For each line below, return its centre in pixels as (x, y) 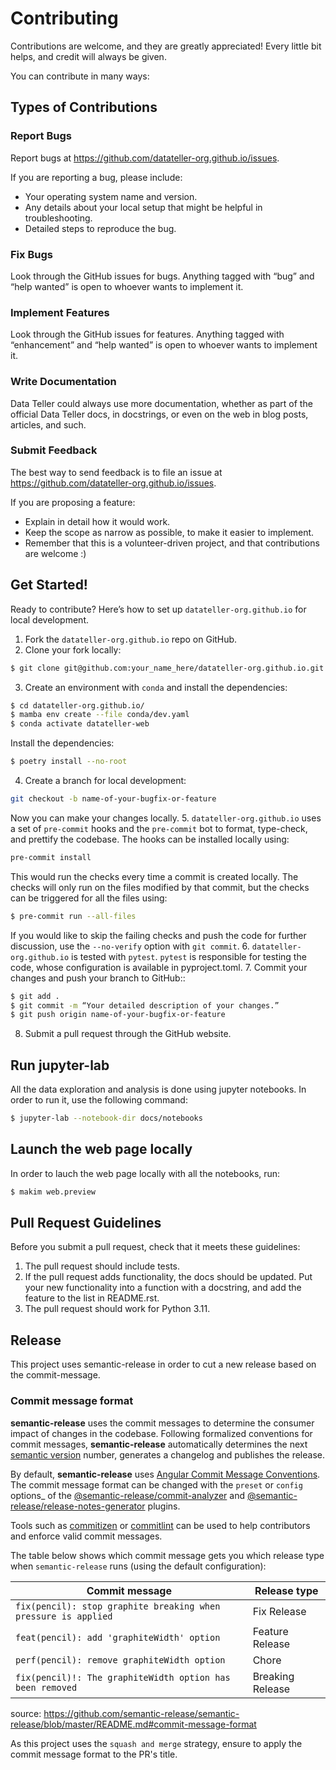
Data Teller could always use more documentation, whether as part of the (161, 403)
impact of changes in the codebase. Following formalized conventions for (161, 1433)
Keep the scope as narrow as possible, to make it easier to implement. (169, 532)
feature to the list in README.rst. (92, 1298)
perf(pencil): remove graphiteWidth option (120, 1660)
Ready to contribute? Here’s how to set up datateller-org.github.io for (158, 609)
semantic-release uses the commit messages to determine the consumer (162, 1423)
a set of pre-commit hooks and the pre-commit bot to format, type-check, (159, 828)
